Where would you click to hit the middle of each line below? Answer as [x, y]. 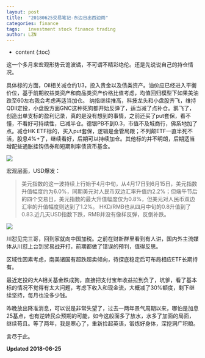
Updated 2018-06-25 [34, 349]
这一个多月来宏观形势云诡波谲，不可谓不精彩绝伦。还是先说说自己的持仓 [97, 65]
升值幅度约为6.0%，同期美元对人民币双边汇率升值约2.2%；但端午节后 [110, 192]
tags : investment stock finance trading [61, 29]
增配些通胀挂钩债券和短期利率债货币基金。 [60, 147]
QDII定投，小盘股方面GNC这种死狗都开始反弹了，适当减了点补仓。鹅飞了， [101, 108]
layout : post [23, 12]
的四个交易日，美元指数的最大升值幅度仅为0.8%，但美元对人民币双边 [108, 199]
